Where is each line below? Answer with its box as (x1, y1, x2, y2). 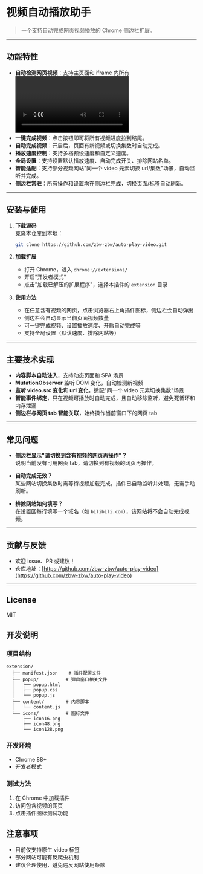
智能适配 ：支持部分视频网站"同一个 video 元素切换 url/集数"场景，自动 (14, 164, 190, 172)
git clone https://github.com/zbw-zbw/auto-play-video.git (14, 241, 167, 248)
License (6, 595, 37, 605)
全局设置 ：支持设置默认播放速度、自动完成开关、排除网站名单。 (14, 157, 174, 164)
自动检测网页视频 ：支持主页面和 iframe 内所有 (14, 69, 130, 76)
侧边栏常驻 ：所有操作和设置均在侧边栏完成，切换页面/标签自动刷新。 (14, 180, 187, 187)
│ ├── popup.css (11, 687, 59, 693)
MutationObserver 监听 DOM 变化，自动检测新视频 (14, 379, 144, 387)
